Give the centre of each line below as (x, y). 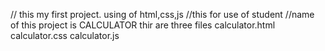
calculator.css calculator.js (65, 35)
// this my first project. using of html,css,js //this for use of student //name (162, 14)
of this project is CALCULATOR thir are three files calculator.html (143, 25)
